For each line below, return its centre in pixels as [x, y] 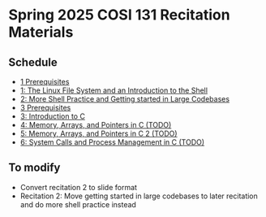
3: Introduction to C [52, 116]
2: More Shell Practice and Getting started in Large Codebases [124, 99]
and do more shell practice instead [78, 204]
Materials [41, 32]
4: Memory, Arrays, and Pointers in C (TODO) [96, 125]
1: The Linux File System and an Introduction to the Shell [114, 90]
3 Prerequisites [45, 108]
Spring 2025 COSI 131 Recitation [119, 15]
